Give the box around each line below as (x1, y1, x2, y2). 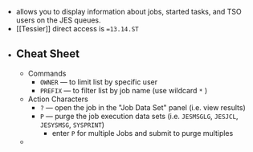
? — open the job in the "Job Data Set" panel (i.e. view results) (39, 102, 247, 112)
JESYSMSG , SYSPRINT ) (39, 120, 105, 129)
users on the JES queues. (15, 15, 101, 25)
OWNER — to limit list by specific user (39, 76, 158, 87)
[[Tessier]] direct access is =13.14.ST (15, 24, 139, 33)
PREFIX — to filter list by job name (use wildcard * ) (39, 85, 208, 95)
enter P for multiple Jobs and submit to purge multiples (51, 128, 234, 138)
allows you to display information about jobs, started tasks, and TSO (15, 7, 243, 16)
